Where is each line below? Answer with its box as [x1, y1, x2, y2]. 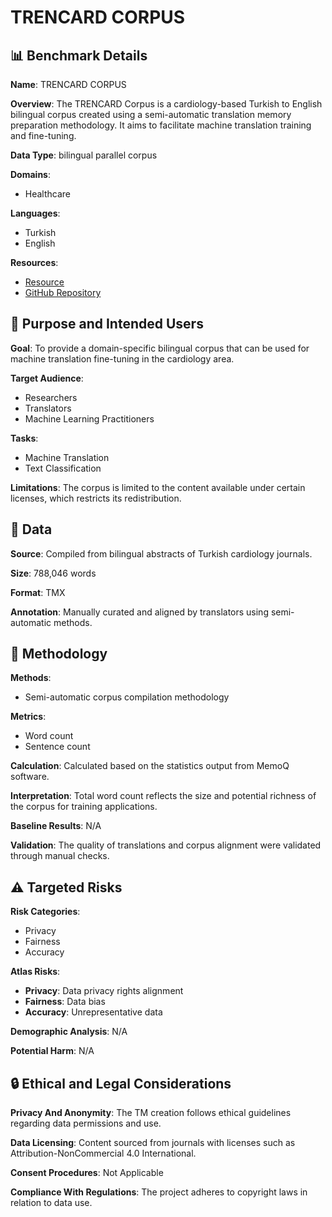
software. [10, 771, 50, 783]
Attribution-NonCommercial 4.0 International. [10, 1147, 197, 1160]
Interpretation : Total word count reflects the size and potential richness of [10, 790, 317, 802]
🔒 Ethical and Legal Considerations [10, 1075, 232, 1092]
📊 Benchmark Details [10, 47, 148, 64]
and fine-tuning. [10, 130, 77, 141]
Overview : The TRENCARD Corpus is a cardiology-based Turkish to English [10, 98, 323, 110]
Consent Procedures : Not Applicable [10, 1167, 164, 1179]
